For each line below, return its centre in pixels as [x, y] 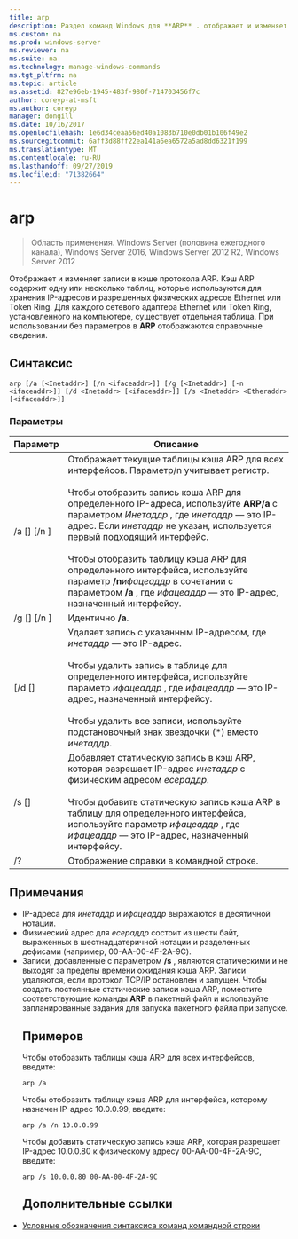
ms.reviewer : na [39, 51]
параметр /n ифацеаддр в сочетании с [151, 581]
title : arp [29, 17]
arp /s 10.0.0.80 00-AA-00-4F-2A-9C [90, 1177]
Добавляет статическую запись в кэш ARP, [161, 758]
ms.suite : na [33, 59]
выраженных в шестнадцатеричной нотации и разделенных [136, 943]
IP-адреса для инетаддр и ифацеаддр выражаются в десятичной [146, 914]
